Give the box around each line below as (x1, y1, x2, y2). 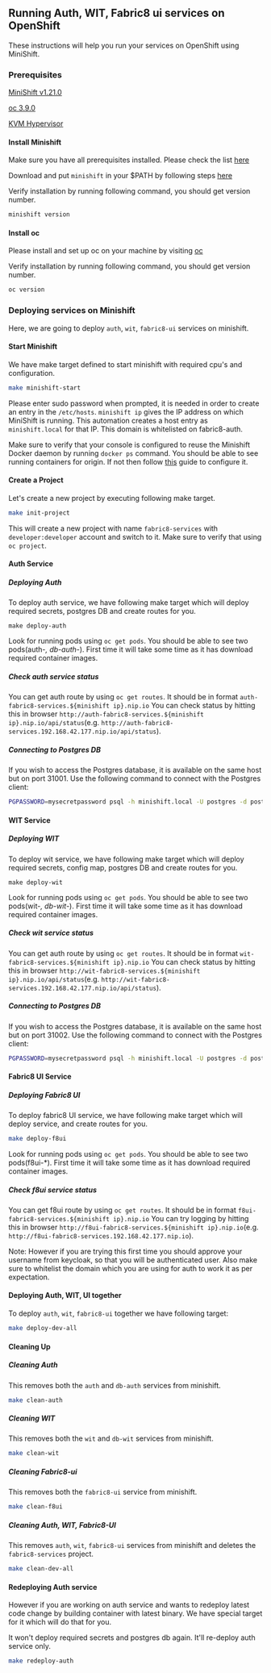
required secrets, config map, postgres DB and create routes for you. (8, 862, 238, 872)
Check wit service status (8, 928, 94, 938)
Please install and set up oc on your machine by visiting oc (8, 246, 203, 256)
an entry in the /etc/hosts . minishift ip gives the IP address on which (8, 407, 244, 416)
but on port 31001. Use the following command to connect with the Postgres (8, 774, 261, 783)
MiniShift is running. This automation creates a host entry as (8, 415, 208, 425)
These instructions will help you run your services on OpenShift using (8, 40, 240, 50)
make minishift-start (8, 383, 81, 392)
